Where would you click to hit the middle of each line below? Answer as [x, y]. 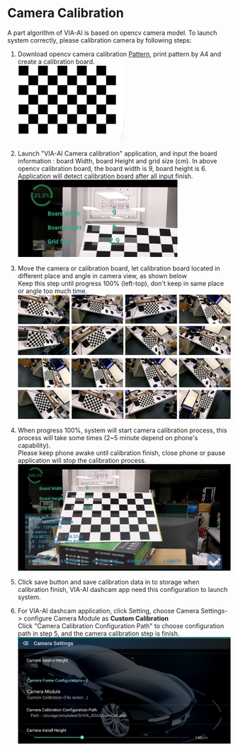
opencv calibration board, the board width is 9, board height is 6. [112, 168]
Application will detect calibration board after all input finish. [105, 176]
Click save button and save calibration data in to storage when [108, 582]
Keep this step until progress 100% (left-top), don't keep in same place [121, 283]
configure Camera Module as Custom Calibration [96, 618]
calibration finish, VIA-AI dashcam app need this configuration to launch [123, 589]
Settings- [214, 610]
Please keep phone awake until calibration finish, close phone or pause [121, 453]
